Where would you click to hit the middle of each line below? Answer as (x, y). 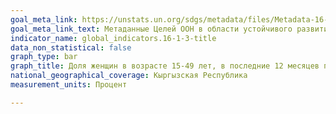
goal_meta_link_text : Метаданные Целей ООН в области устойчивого (151, 29)
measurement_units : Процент (69, 85)
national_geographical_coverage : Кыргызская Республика (129, 76)
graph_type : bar (44, 57)
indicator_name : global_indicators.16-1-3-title (113, 38)
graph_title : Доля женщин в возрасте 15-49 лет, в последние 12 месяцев (165, 66)
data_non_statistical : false (71, 47)
